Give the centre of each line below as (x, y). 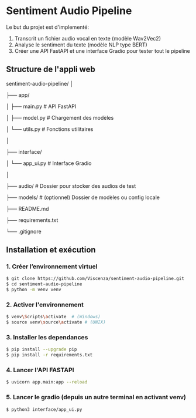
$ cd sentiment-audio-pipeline (44, 284)
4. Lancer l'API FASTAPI (40, 370)
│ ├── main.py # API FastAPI (41, 106)
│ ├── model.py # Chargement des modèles (60, 117)
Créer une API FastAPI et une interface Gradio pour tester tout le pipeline (102, 50)
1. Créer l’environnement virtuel (52, 267)
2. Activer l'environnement (45, 305)
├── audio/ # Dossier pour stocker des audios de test (71, 186)
